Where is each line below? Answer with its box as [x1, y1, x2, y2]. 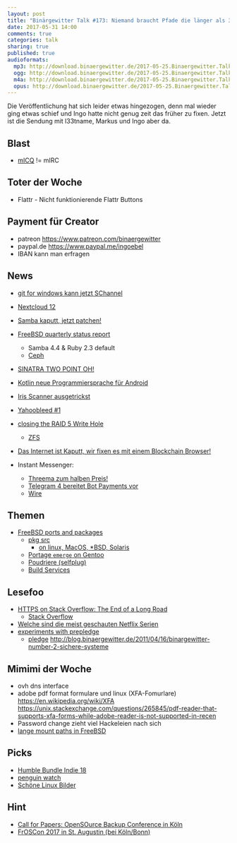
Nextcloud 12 [17, 302, 56, 311]
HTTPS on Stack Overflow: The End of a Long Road [17, 605, 168, 614]
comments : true [7, 30, 52, 37]
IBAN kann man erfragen [17, 249, 90, 258]
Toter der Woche [7, 177, 83, 189]
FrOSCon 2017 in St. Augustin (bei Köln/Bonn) [17, 827, 151, 836]
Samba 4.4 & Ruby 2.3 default [28, 343, 115, 352]
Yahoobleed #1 [17, 405, 61, 414]
